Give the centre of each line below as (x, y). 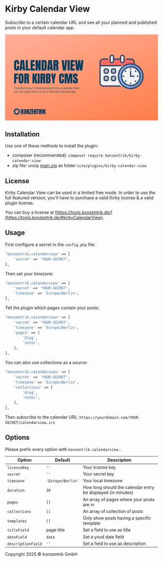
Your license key (99, 467)
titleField (18, 530)
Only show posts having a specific (117, 518)
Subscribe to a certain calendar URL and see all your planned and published (81, 22)
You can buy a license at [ (31, 212)
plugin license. (20, 203)
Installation (22, 134)
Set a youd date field (104, 537)
